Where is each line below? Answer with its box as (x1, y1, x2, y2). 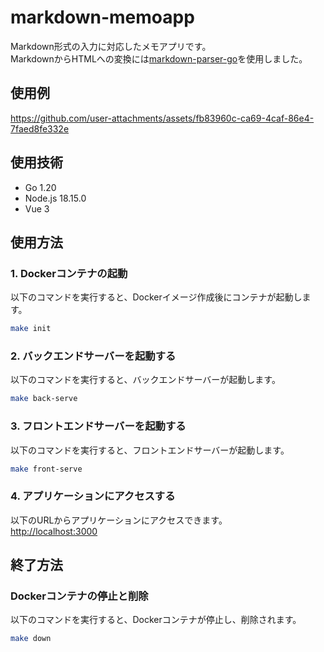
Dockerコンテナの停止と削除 (10, 589, 149, 603)
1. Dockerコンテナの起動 (10, 266, 128, 280)
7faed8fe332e (10, 122, 70, 135)
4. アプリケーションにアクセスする (10, 489, 176, 503)
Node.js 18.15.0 (24, 192, 87, 204)
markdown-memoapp (10, 6, 195, 29)
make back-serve (10, 394, 78, 404)
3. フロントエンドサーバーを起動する (10, 419, 187, 433)
